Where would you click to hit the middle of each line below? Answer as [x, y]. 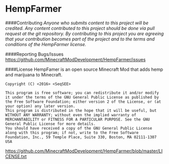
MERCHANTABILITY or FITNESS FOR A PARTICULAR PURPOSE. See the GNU [78, 119]
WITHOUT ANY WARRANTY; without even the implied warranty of [71, 115]
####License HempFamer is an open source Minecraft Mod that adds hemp [84, 69]
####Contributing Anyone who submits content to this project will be [77, 23]
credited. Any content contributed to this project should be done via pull [80, 28]
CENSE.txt [16, 156]
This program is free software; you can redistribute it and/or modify [82, 93]
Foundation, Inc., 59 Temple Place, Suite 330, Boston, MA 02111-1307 [81, 137]
